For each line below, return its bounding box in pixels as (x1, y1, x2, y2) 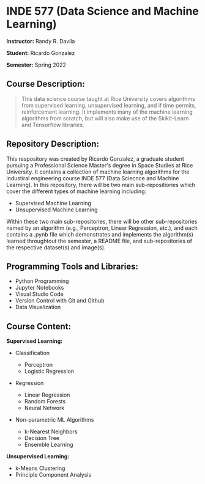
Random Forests (24, 398, 66, 405)
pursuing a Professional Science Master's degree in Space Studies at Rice (6, 161, 193, 169)
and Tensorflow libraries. (21, 121, 84, 128)
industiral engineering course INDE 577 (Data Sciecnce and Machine (6, 174, 179, 182)
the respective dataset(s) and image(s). (6, 243, 106, 251)
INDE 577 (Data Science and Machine (6, 4, 199, 18)
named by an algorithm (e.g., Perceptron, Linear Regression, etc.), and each (6, 224, 198, 232)
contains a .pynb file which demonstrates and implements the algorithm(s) (6, 230, 194, 238)
